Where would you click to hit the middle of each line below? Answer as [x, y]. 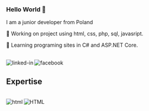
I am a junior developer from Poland [50, 22]
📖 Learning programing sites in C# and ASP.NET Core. [72, 45]
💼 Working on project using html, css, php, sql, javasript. [75, 34]
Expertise [24, 81]
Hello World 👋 [26, 9]
